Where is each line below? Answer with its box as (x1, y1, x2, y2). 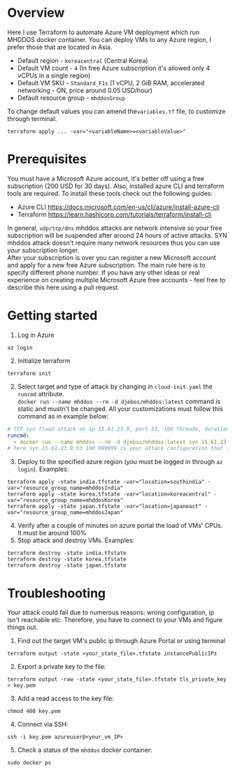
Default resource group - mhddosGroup (17, 93, 126, 102)
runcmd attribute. (17, 389, 64, 398)
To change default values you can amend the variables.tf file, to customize (7, 107, 226, 115)
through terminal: (7, 114, 57, 123)
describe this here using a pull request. (7, 283, 120, 291)
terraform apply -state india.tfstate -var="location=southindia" (7, 479, 205, 486)
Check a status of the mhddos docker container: (17, 746, 152, 754)
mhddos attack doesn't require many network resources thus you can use (7, 238, 220, 247)
